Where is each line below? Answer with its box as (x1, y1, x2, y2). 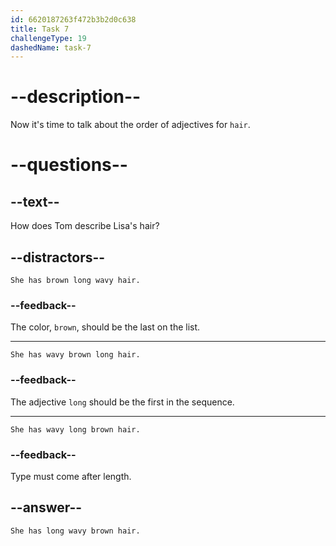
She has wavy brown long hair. (10, 350, 141, 360)
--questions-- (10, 154, 128, 176)
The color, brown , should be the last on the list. (10, 321, 201, 333)
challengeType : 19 (10, 33, 87, 43)
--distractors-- (10, 249, 106, 266)
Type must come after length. (10, 470, 132, 482)
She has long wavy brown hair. (10, 526, 141, 536)
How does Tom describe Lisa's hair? (10, 220, 160, 232)
